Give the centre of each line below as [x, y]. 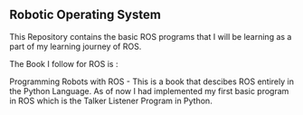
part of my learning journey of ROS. [76, 46]
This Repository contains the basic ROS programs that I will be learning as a [151, 36]
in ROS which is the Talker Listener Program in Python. [111, 101]
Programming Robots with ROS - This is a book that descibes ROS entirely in [151, 81]
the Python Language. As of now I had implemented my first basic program [149, 91]
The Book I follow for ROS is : [64, 63]
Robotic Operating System [85, 15]
